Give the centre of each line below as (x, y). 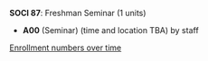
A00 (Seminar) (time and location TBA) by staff (110, 30)
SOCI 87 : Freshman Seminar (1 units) (78, 13)
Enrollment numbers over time (66, 48)
